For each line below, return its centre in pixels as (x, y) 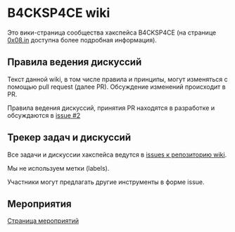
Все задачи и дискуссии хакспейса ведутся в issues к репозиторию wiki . (117, 154)
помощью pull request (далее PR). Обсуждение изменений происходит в (117, 87)
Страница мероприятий (43, 221)
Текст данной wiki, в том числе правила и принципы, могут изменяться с (118, 79)
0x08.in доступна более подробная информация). (82, 39)
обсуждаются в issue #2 (44, 115)
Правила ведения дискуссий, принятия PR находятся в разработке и (111, 108)
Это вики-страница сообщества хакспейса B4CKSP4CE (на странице (112, 32)
